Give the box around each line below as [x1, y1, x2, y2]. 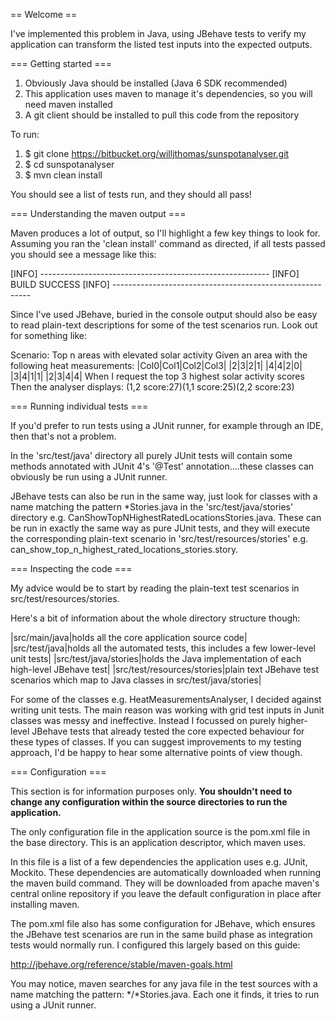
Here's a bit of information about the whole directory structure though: [10, 612, 301, 624]
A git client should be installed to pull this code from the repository [24, 109, 300, 121]
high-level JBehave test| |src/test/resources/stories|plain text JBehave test [10, 664, 319, 675]
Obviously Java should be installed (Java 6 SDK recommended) [24, 77, 288, 89]
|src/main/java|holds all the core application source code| [10, 632, 248, 643]
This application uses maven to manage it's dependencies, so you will [24, 88, 313, 99]
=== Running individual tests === [10, 400, 149, 412]
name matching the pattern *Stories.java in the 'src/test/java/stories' [10, 501, 294, 513]
